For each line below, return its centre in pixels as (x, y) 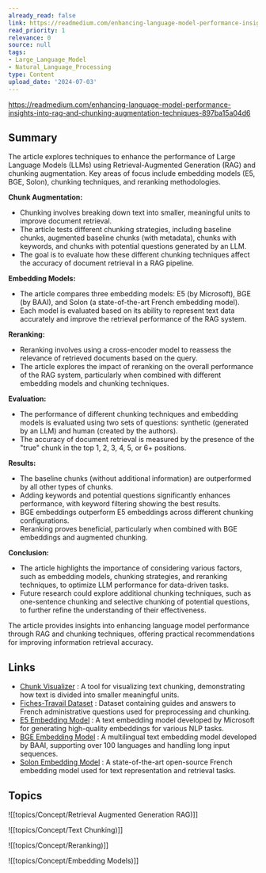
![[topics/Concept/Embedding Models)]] (74, 860)
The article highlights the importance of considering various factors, (131, 568)
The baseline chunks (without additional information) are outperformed (135, 478)
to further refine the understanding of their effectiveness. (113, 610)
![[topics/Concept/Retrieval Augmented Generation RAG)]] (103, 814)
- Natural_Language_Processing (60, 67)
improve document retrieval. (66, 221)
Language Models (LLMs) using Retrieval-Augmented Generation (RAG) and (132, 165)
